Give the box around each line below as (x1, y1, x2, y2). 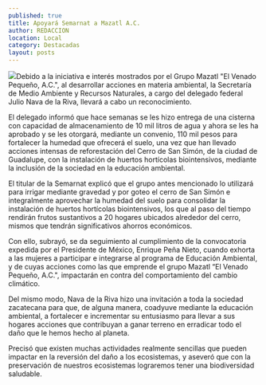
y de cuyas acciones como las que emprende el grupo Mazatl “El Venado (8, 262, 248, 271)
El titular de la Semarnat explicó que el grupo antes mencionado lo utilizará (8, 179, 254, 188)
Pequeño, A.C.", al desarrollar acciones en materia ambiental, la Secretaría (8, 81, 252, 89)
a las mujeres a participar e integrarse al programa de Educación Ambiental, (8, 253, 257, 263)
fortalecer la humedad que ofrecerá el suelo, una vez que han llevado (8, 138, 237, 147)
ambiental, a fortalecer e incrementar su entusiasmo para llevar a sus (8, 312, 236, 320)
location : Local (8, 33, 62, 42)
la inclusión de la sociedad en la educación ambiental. (8, 163, 186, 172)
